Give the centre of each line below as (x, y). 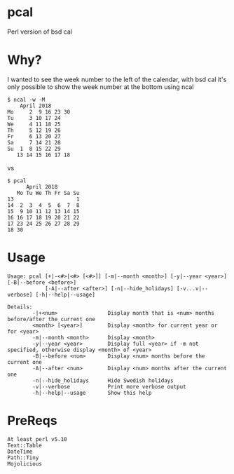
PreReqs (32, 421)
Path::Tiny (23, 458)
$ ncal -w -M (26, 100)
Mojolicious (25, 463)
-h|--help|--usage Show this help (92, 393)
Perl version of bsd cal (40, 32)
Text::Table (25, 445)
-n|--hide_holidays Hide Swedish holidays (103, 380)
